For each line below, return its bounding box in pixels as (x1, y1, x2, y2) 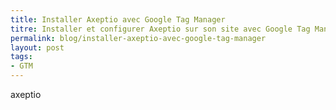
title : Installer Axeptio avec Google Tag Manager (10, 14, 226, 25)
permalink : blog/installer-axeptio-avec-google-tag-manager (10, 33, 267, 43)
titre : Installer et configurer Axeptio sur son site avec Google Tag (10, 24, 311, 34)
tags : (10, 52, 33, 62)
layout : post (10, 42, 65, 53)
